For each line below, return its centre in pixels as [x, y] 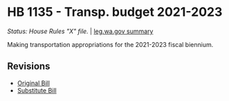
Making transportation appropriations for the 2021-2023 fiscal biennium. [110, 44]
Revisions [29, 66]
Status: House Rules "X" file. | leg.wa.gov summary [80, 31]
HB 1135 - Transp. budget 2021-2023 [115, 12]
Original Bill [34, 83]
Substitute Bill [37, 90]
